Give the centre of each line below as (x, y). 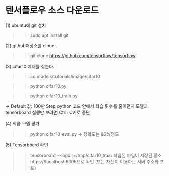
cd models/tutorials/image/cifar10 (65, 76)
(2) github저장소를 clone (30, 45)
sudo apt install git (49, 35)
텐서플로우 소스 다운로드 (52, 10)
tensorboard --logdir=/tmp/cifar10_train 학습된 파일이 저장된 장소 (96, 155)
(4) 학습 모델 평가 (22, 123)
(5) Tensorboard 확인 (27, 145)
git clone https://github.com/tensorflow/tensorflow (83, 55)
